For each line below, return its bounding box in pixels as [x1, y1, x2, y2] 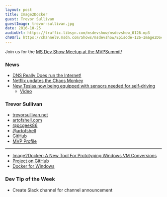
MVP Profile [12, 138, 37, 144]
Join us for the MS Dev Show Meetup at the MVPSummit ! [5, 48, 122, 55]
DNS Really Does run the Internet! [12, 73, 82, 79]
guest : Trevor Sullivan [5, 16, 55, 21]
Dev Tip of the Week [5, 176, 55, 183]
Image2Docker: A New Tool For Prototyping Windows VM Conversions [12, 153, 157, 159]
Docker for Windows [12, 163, 55, 169]
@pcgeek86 [12, 122, 38, 128]
